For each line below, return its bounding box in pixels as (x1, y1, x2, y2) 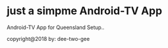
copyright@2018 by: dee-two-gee (7, 35, 90, 42)
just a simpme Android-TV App (7, 4, 163, 18)
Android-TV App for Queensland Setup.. (7, 24, 104, 31)
